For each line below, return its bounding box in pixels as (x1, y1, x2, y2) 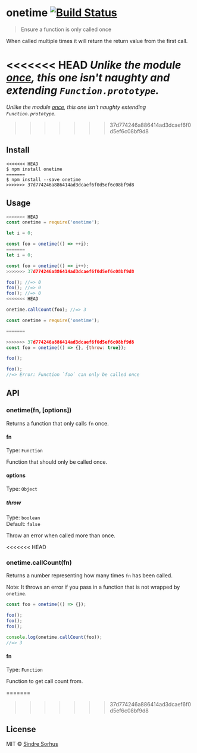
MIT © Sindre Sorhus (6, 740, 58, 747)
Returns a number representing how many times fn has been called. (6, 572, 173, 579)
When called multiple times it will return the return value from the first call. (6, 37, 188, 44)
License (6, 724, 36, 734)
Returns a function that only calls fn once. (6, 420, 109, 427)
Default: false (6, 521, 40, 528)
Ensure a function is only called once (20, 26, 112, 33)
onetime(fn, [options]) (6, 406, 72, 415)
